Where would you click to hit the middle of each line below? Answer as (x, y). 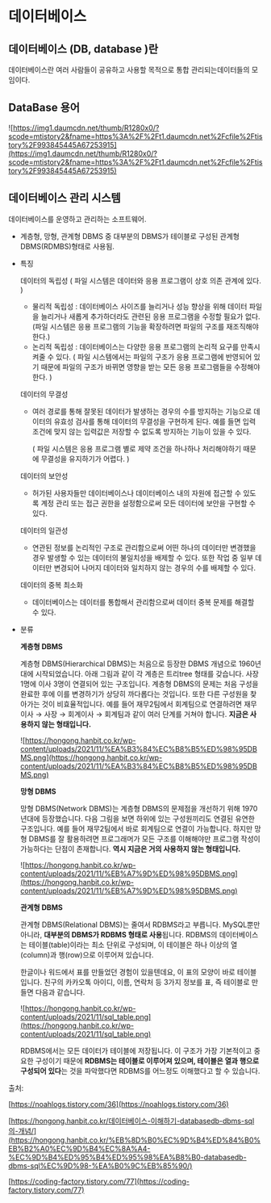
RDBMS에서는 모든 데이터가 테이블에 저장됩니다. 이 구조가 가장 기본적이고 (136, 1050)
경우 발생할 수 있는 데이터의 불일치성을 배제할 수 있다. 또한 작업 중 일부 (143, 557)
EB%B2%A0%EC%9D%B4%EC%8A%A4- (79, 1148)
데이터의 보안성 (44, 476)
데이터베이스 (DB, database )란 (83, 49)
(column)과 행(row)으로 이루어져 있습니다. (87, 954)
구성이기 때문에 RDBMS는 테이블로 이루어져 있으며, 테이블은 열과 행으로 (147, 1060)
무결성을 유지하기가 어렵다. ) (85, 459)
